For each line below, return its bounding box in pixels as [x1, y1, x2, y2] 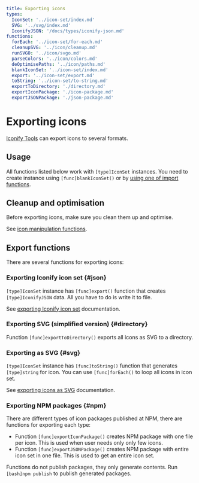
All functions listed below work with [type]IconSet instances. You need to [6, 168, 188, 175]
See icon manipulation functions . [6, 225, 88, 233]
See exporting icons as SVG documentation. [6, 387, 116, 394]
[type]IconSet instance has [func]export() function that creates [6, 287, 166, 294]
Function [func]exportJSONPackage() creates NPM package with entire [14, 446, 189, 453]
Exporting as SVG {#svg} [6, 348, 81, 357]
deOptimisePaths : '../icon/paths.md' [11, 61, 106, 67]
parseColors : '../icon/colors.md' [11, 56, 98, 62]
